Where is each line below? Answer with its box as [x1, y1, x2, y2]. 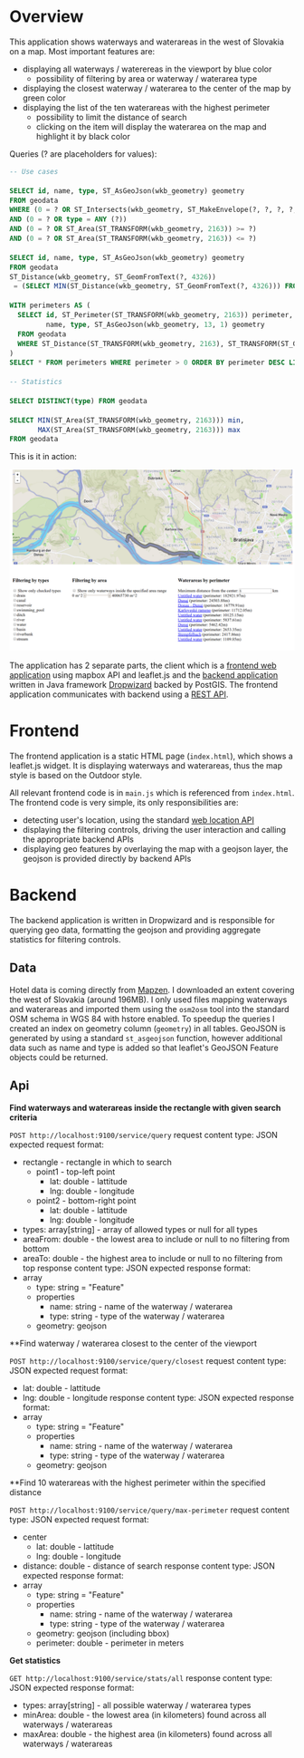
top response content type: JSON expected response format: [22, 1262, 252, 1273]
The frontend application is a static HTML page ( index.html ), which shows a [9, 750, 294, 762]
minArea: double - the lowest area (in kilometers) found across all [22, 1709, 267, 1720]
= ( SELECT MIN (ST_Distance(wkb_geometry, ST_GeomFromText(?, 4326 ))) [13, 282, 281, 291]
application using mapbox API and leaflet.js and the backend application [9, 670, 279, 681]
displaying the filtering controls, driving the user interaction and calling [22, 825, 287, 836]
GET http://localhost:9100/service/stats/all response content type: [9, 1672, 273, 1683]
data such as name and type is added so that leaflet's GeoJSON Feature [9, 1042, 279, 1053]
